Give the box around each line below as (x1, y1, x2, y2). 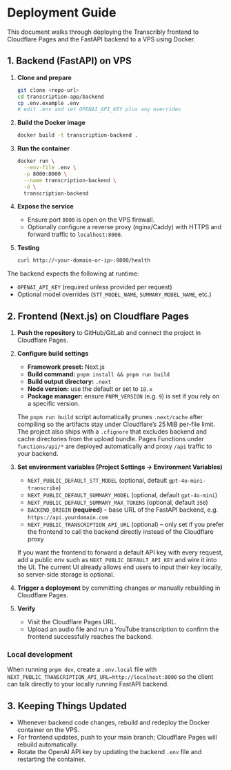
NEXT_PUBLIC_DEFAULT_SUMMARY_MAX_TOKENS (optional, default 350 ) (27, 499, 208, 507)
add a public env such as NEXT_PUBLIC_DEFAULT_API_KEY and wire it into (17, 556, 217, 564)
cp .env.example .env (17, 99, 79, 106)
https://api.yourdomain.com (27, 514, 108, 521)
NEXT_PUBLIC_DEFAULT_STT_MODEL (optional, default (27, 477, 168, 485)
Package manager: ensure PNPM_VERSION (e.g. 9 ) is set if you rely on (27, 392, 220, 401)
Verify (17, 604, 36, 613)
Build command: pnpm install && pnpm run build (27, 370, 170, 378)
